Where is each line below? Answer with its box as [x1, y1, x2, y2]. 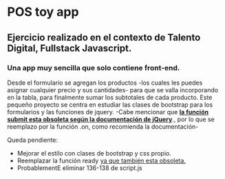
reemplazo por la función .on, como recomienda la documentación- [7, 122, 199, 131]
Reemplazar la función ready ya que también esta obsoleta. [17, 156, 186, 165]
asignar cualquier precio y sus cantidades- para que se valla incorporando [7, 85, 219, 94]
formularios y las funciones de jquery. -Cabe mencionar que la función [7, 107, 208, 116]
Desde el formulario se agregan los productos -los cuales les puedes [7, 78, 203, 87]
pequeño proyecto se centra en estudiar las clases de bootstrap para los [7, 101, 213, 109]
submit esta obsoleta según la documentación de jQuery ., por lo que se [7, 115, 215, 123]
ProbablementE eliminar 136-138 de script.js [17, 163, 142, 172]
